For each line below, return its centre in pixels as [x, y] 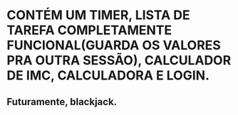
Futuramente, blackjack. [62, 102]
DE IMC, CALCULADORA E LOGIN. [108, 76]
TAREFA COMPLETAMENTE [89, 30]
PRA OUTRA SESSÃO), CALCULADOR [119, 61]
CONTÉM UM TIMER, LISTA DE [98, 15]
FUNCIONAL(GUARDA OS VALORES [114, 45]
